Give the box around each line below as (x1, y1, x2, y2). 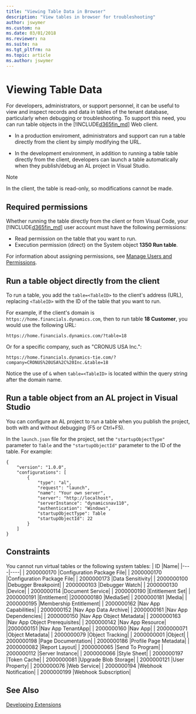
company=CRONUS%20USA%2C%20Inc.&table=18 (6, 360, 109, 366)
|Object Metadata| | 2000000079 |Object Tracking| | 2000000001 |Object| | (6, 631, 189, 638)
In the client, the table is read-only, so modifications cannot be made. (6, 185, 174, 192)
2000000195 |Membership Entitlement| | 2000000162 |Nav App (6, 600, 160, 607)
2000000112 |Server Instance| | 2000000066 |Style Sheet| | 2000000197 (6, 650, 183, 657)
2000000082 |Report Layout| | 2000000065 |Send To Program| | (6, 643, 164, 651)
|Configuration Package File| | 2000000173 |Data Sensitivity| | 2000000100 (6, 575, 188, 582)
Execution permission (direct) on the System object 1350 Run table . (14, 242, 178, 249)
